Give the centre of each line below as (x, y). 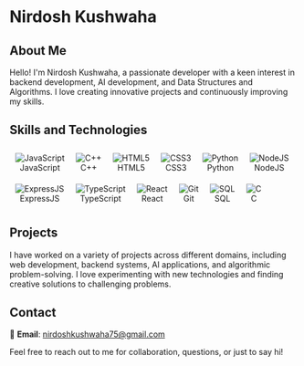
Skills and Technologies (79, 130)
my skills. (27, 101)
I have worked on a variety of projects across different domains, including (148, 255)
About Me (38, 51)
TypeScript (100, 198)
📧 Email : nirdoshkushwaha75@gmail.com (88, 334)
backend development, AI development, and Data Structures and (131, 82)
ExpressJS (40, 198)
